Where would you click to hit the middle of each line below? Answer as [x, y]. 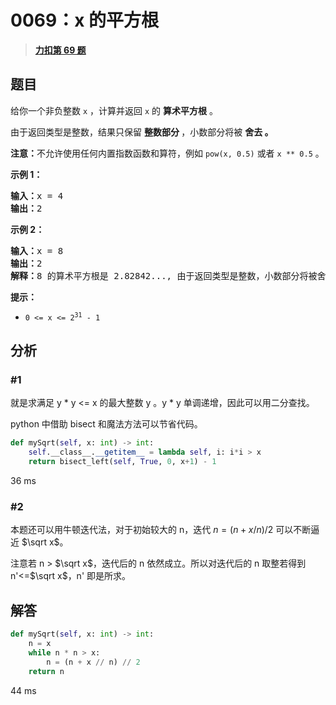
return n [46, 671]
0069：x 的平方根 [85, 20]
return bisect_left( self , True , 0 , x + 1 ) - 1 [122, 462]
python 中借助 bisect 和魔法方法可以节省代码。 [106, 424]
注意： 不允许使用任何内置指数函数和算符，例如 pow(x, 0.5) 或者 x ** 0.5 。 [167, 153]
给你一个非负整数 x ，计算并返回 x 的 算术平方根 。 [114, 110]
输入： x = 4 [37, 195]
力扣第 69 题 [60, 50]
